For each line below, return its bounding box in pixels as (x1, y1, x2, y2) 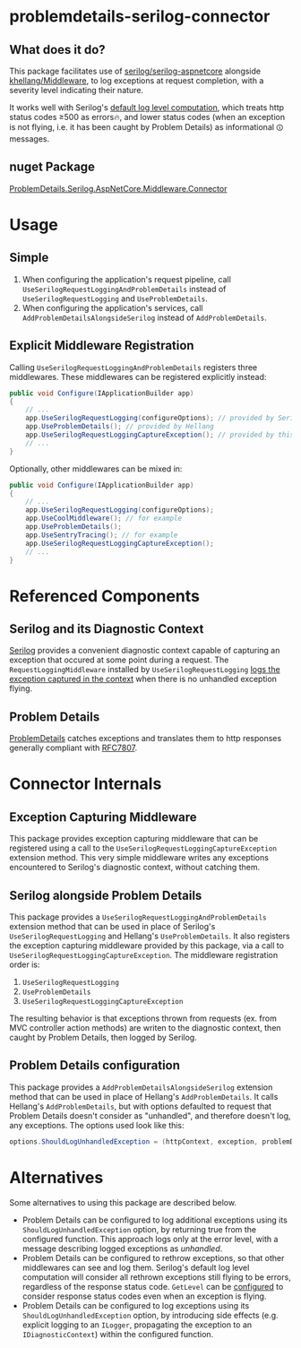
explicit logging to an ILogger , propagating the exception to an (21, 1319, 253, 1330)
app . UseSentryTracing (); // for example (25, 531, 178, 540)
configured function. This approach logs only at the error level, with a (21, 1233, 279, 1244)
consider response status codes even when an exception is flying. (21, 1291, 267, 1301)
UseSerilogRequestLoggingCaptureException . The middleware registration (9, 950, 279, 960)
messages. (9, 134, 50, 144)
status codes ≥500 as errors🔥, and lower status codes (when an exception (9, 112, 286, 122)
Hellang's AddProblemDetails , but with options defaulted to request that (9, 1101, 271, 1111)
